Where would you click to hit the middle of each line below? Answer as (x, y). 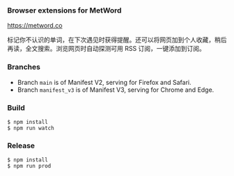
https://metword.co (35, 26)
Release (21, 145)
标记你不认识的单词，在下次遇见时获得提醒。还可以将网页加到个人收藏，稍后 (117, 40)
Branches (24, 67)
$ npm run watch (31, 128)
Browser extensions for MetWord (64, 10)
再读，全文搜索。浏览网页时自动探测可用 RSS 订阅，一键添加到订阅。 (106, 49)
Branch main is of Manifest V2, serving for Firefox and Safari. (104, 82)
